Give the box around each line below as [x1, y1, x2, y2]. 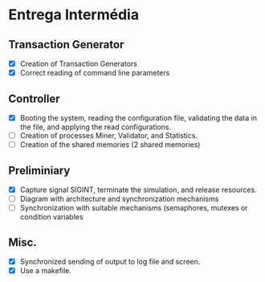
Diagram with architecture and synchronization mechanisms [19, 194, 219, 203]
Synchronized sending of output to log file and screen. [19, 256, 201, 266]
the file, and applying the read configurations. [19, 122, 171, 132]
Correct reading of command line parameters [19, 68, 170, 78]
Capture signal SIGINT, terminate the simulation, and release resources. [19, 185, 257, 194]
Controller [8, 92, 60, 105]
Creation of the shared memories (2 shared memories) [19, 140, 201, 149]
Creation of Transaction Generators [19, 59, 138, 68]
